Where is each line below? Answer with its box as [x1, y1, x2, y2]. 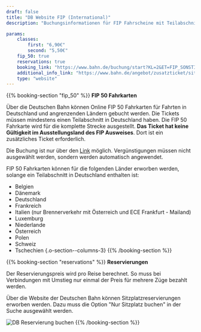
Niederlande [14, 222, 46, 229]
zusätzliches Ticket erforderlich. [6, 136, 86, 143]
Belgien [14, 183, 34, 190]
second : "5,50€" [28, 47, 68, 54]
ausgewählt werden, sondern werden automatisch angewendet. [6, 154, 163, 161]
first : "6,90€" [28, 42, 66, 48]
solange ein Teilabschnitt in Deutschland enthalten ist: [6, 172, 139, 179]
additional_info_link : [17, 70, 74, 76]
